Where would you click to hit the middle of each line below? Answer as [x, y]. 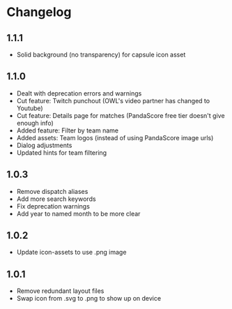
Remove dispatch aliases [52, 191]
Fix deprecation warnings [53, 206]
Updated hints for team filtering [62, 152]
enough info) [35, 123]
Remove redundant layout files [60, 291]
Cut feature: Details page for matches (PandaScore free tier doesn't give [121, 115]
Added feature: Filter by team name [68, 130]
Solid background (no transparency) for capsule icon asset [101, 54]
